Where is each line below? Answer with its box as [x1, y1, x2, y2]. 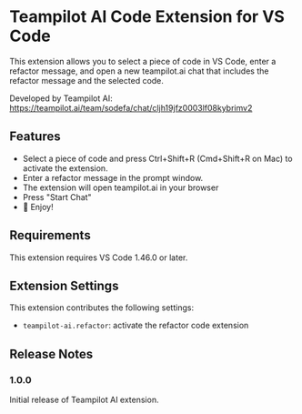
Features [9, 129, 61, 145]
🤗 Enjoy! [22, 201, 55, 212]
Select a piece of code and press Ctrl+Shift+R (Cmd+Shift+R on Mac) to [22, 153, 293, 164]
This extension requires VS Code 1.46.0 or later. [9, 252, 188, 263]
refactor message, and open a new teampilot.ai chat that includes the [9, 66, 269, 76]
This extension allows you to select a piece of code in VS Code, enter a [9, 56, 277, 66]
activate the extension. [22, 162, 108, 174]
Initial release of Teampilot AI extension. [9, 394, 159, 406]
